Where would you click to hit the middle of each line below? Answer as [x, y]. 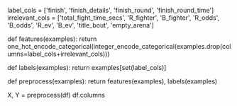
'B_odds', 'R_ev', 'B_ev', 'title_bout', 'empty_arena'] [81, 25]
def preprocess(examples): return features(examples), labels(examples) [112, 81]
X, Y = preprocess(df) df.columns [56, 95]
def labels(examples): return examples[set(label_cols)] [87, 67]
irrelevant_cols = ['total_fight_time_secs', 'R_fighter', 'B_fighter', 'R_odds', [114, 18]
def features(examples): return [52, 39]
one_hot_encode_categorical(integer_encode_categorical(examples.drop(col [119, 46]
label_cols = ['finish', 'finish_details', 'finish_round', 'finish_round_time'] [111, 10]
